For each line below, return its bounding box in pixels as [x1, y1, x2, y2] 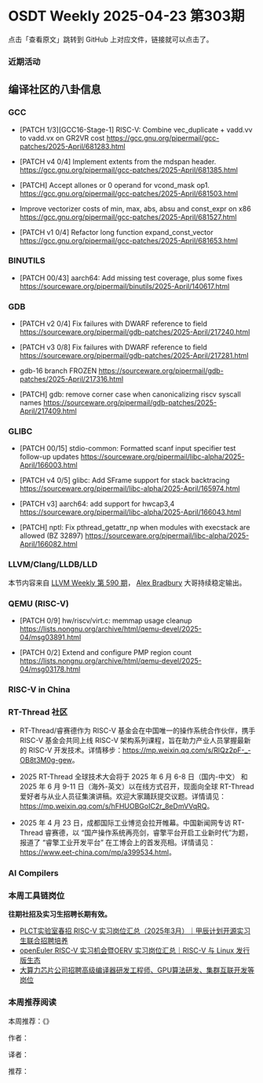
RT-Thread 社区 [8, 706, 68, 717]
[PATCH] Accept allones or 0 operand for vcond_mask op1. [19, 180, 210, 189]
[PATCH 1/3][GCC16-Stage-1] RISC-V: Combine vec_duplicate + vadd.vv [19, 125, 253, 134]
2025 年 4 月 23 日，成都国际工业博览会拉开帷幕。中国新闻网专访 [19, 818, 232, 828]
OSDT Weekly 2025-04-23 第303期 [8, 7, 245, 25]
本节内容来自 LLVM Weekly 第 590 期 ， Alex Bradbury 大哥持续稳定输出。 [8, 578, 247, 587]
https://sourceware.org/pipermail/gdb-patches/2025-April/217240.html [19, 327, 250, 337]
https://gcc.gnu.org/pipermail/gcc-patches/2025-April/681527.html [19, 212, 237, 221]
